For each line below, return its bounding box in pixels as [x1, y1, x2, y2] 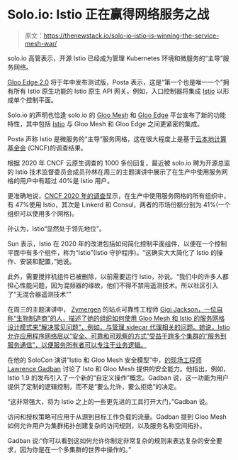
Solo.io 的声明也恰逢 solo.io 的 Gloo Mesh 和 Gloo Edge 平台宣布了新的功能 [7, 111, 227, 119]
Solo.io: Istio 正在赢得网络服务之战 [7, 6, 210, 23]
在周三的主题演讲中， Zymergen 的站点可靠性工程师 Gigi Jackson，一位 [7, 305, 217, 313]
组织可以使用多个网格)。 [7, 209, 79, 217]
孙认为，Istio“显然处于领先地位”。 [7, 224, 106, 233]
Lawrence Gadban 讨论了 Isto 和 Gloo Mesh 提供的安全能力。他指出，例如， [7, 364, 230, 373]
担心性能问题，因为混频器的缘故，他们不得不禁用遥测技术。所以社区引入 [7, 281, 218, 290]
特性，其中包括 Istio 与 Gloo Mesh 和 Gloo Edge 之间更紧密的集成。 [7, 119, 204, 128]
